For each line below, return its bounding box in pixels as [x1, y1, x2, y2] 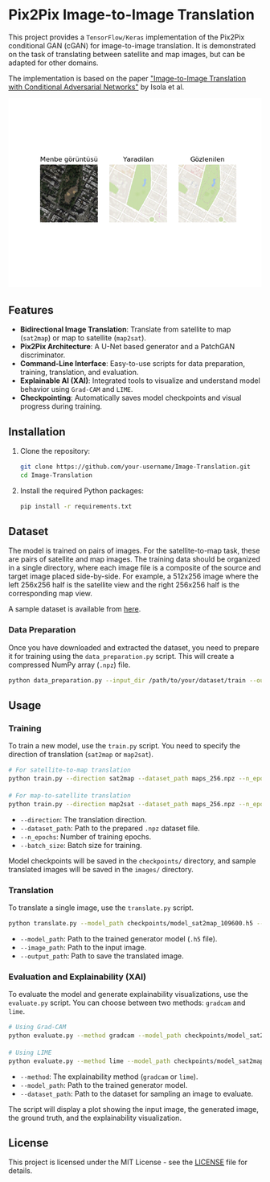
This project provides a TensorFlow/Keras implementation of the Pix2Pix [8, 32, 245, 42]
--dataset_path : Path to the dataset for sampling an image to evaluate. [19, 1089, 254, 1098]
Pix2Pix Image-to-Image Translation [8, 6, 256, 24]
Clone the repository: [19, 446, 91, 455]
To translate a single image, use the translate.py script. [8, 903, 194, 912]
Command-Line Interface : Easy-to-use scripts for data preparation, [19, 359, 245, 369]
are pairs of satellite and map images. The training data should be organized [8, 554, 261, 564]
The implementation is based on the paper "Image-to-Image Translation [8, 73, 247, 83]
